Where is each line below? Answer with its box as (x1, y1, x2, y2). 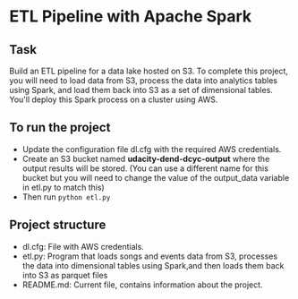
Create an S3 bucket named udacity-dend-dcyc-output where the (21, 153, 270, 164)
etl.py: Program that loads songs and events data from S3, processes (21, 251, 278, 261)
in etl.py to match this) (21, 182, 105, 192)
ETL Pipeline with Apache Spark (9, 6, 252, 27)
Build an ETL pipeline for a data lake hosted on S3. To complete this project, (9, 65, 289, 76)
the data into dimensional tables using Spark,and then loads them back (21, 260, 285, 270)
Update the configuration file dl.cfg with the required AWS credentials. (21, 143, 282, 154)
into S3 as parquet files (21, 269, 108, 280)
